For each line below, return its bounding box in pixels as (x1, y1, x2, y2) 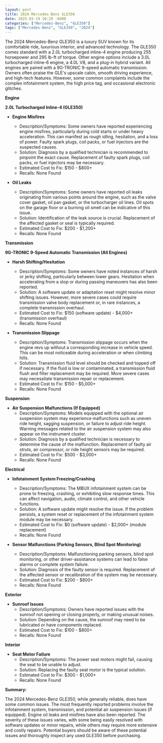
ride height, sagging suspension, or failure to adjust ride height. (19, 421, 147, 427)
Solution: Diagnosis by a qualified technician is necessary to (19, 436, 140, 442)
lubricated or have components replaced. (19, 622, 102, 628)
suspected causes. (19, 144, 57, 150)
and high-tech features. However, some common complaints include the (5, 75, 150, 81)
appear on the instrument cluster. (19, 431, 87, 437)
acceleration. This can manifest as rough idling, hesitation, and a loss (19, 134, 158, 140)
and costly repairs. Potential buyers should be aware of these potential (5, 727, 147, 733)
